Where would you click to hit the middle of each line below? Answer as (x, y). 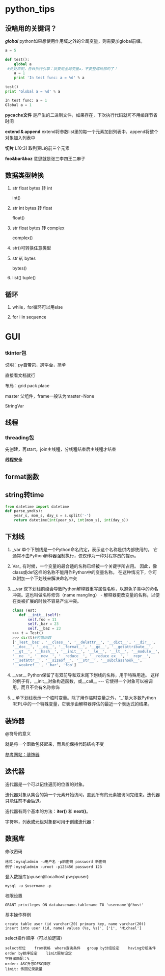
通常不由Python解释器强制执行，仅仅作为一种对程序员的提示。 (75, 555)
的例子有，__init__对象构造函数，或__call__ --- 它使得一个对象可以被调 (82, 681)
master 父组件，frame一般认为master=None (50, 396)
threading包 (20, 437)
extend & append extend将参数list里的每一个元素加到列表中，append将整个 (82, 132)
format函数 (22, 476)
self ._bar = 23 (43, 624)
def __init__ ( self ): (40, 615)
